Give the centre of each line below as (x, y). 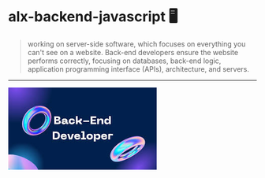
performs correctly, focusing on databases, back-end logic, (124, 61)
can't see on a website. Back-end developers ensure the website (133, 52)
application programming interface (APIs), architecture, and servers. (138, 69)
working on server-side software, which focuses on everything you (136, 44)
